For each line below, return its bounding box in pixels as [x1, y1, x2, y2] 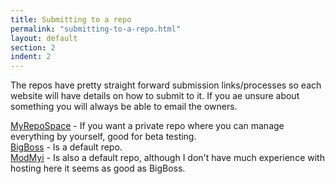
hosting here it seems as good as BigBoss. [10, 162, 186, 175]
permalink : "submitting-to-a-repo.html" [10, 24, 182, 34]
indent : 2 [10, 52, 52, 62]
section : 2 [10, 42, 56, 53]
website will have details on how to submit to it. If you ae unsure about [10, 90, 300, 102]
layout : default [10, 33, 78, 43]
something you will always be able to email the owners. [10, 101, 238, 113]
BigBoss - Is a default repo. [10, 141, 123, 153]
